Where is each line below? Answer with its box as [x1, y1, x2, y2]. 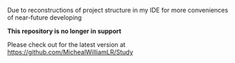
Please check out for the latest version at [7, 41, 126, 48]
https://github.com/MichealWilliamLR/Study [7, 48, 133, 56]
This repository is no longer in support [7, 27, 121, 35]
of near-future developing [7, 13, 82, 22]
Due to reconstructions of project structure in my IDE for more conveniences [7, 6, 229, 14]
